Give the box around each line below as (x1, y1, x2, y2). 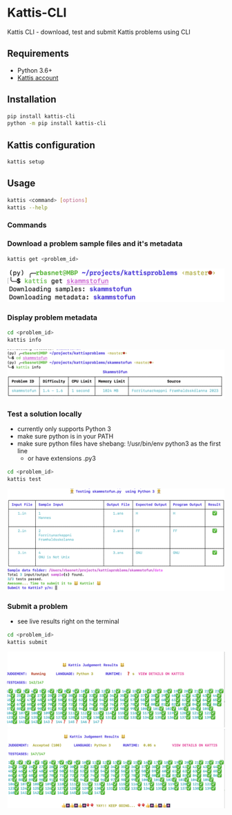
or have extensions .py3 (27, 455, 97, 463)
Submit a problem (7, 601, 68, 611)
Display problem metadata (7, 313, 98, 322)
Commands (7, 220, 47, 230)
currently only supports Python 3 (17, 425, 112, 433)
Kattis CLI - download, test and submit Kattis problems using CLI (7, 28, 191, 36)
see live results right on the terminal (17, 617, 119, 625)
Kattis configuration (7, 139, 95, 151)
